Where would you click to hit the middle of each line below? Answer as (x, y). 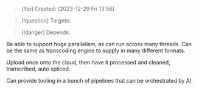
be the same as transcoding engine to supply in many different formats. (96, 50)
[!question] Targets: (46, 20)
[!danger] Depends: (46, 32)
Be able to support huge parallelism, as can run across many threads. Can (99, 44)
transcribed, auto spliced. (38, 69)
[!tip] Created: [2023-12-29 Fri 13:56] (68, 9)
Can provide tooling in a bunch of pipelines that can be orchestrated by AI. (100, 81)
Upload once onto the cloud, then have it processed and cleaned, (88, 62)
